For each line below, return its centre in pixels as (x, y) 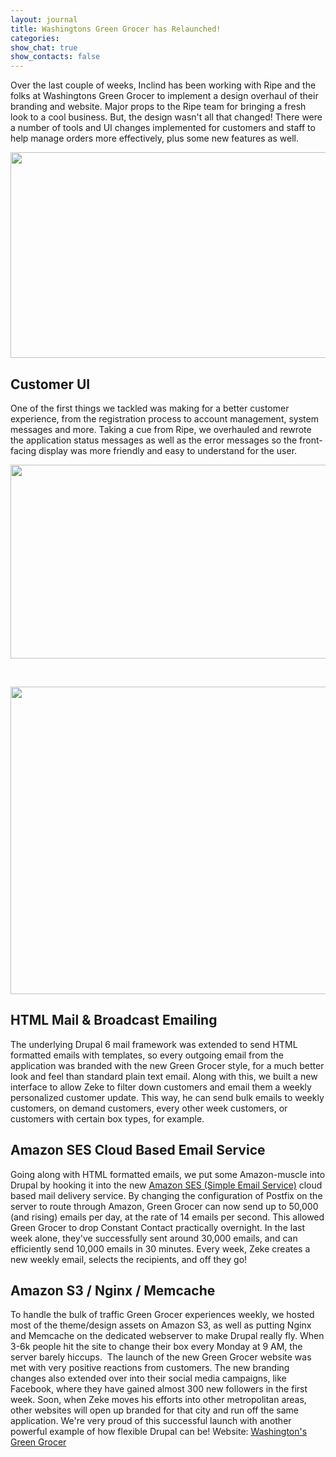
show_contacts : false (55, 57)
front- (311, 440)
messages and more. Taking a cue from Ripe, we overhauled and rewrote (161, 429)
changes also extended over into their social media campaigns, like (148, 1378)
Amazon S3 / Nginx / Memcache (113, 1290)
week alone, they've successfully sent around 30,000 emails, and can (154, 1238)
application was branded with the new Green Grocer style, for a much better (167, 1065)
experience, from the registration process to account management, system (164, 418)
